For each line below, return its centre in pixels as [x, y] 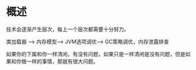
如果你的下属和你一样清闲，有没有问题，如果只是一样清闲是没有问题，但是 [96, 54]
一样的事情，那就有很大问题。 [62, 61]
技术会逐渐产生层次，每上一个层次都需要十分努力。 [68, 29]
